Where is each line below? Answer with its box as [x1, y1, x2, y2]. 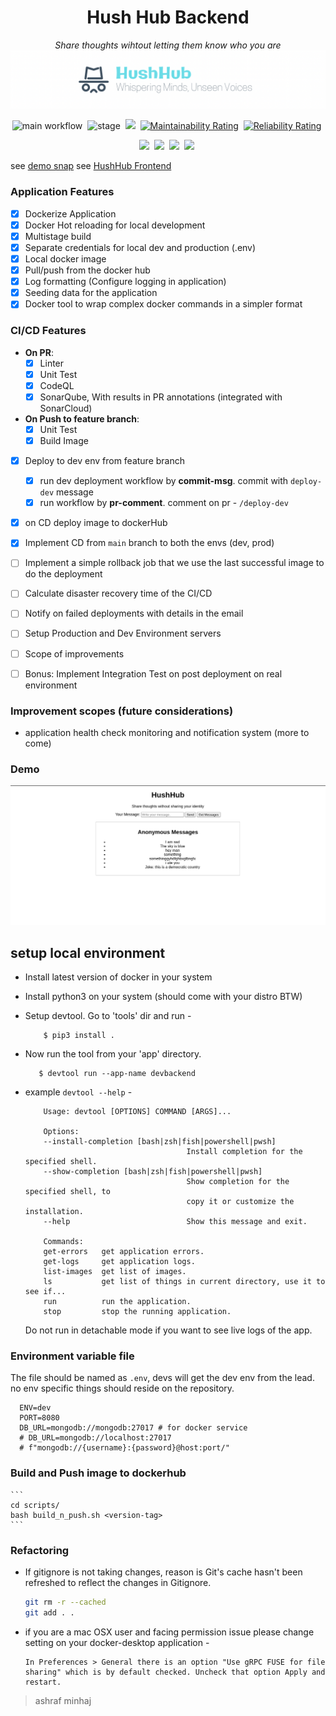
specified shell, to [24, 1187, 111, 1197]
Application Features [10, 185, 115, 199]
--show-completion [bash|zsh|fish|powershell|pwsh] [43, 1167, 263, 1177]
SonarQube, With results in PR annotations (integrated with [39, 391, 283, 403]
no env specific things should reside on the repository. [10, 1382, 235, 1395]
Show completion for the [186, 1177, 290, 1187]
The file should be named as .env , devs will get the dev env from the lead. [10, 1372, 315, 1384]
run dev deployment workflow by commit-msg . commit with [39, 475, 289, 487]
